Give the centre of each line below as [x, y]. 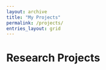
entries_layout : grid [34, 28]
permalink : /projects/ [35, 23]
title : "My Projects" [34, 17]
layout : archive [27, 12]
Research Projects [53, 58]
